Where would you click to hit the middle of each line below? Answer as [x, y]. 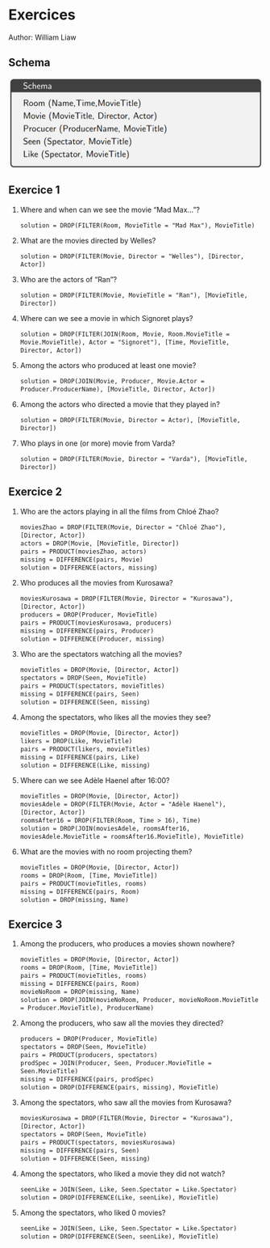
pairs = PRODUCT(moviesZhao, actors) [83, 552]
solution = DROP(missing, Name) [74, 899]
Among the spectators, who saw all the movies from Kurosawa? [126, 1102]
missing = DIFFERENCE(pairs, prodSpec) [87, 1080]
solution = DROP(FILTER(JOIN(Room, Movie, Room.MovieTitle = [125, 334]
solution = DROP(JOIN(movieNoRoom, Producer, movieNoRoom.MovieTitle [139, 1001]
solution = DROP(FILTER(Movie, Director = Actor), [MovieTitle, [130, 420]
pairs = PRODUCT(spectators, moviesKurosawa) [98, 1143]
